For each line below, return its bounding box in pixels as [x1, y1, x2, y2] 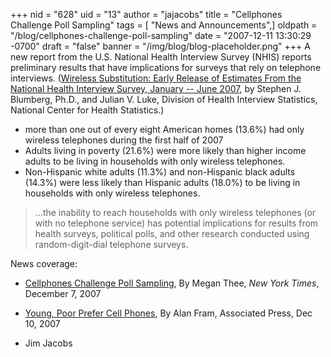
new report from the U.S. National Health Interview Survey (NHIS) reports [10, 51, 312, 63]
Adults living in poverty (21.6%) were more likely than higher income [24, 145, 307, 156]
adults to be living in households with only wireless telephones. [24, 155, 286, 167]
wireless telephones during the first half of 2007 [24, 134, 224, 146]
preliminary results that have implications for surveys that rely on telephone [10, 62, 322, 73]
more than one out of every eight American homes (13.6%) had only [24, 124, 305, 135]
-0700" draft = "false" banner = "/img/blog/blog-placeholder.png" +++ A [10, 40, 311, 52]
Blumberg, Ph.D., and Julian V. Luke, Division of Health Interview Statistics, [10, 94, 318, 105]
